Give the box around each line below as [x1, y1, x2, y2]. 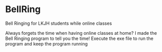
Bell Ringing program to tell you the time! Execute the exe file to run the [5, 35, 153, 41]
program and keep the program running [5, 40, 88, 46]
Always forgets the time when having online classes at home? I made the [5, 30, 157, 36]
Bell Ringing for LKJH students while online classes [5, 20, 112, 26]
